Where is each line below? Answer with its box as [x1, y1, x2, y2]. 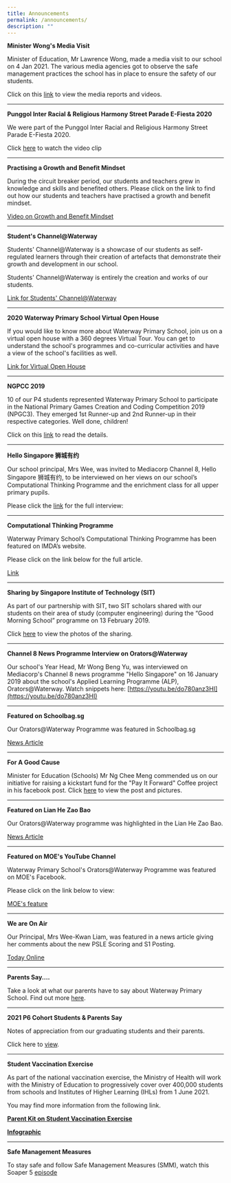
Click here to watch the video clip [7, 144, 102, 152]
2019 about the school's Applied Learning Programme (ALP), [7, 677, 179, 686]
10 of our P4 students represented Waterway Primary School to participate [7, 395, 219, 404]
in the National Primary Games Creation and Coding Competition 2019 [7, 403, 205, 411]
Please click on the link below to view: [7, 887, 115, 895]
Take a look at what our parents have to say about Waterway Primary [7, 986, 203, 995]
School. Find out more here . [7, 994, 86, 1002]
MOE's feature [7, 900, 48, 908]
